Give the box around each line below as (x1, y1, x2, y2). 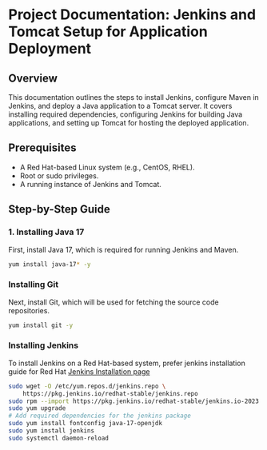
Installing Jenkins (8, 340, 78, 351)
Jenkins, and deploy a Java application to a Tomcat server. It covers (8, 102, 233, 110)
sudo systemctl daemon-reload (8, 434, 110, 442)
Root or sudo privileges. (19, 170, 99, 181)
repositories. (8, 305, 50, 315)
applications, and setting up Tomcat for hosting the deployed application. (8, 118, 249, 127)
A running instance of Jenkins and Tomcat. (19, 179, 162, 189)
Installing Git (8, 279, 58, 290)
